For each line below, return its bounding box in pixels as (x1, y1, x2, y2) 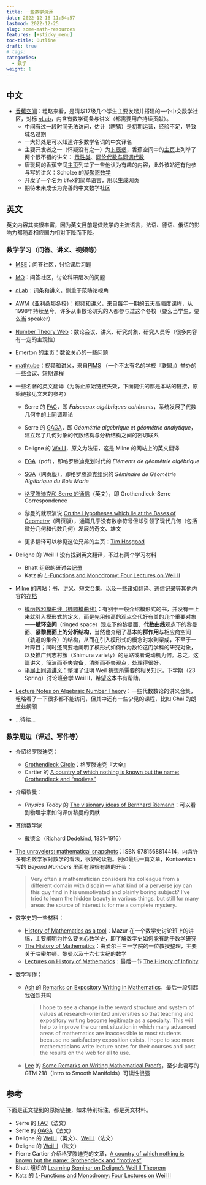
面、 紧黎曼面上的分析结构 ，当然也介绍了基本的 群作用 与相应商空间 (24, 629, 191, 636)
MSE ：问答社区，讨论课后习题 (15, 261, 92, 268)
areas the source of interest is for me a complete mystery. (30, 901, 177, 909)
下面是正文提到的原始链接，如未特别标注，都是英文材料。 (6, 1107, 151, 1114)
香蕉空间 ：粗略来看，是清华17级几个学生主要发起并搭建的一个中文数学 (15, 108, 193, 115)
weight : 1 (6, 66, 32, 72)
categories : (6, 55, 37, 61)
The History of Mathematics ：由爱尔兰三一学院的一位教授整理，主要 (24, 942, 197, 950)
